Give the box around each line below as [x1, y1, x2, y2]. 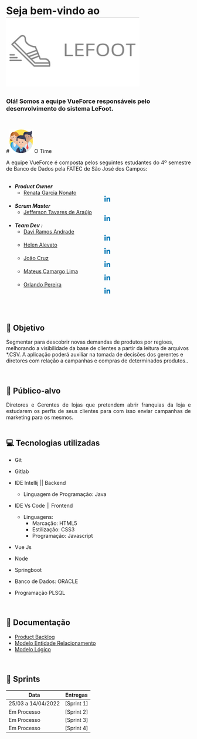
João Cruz [23, 255, 49, 262]
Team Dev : [14, 222, 43, 229]
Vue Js [14, 543, 32, 551]
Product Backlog [14, 633, 55, 640]
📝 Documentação [6, 618, 70, 628]
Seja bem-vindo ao [6, 4, 100, 18]
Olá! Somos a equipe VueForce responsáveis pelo [6, 97, 151, 105]
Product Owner [14, 183, 53, 190]
